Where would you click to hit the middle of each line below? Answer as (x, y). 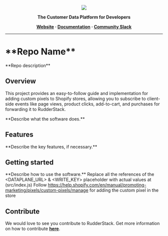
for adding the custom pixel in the (124, 190)
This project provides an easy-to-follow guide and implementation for (77, 93)
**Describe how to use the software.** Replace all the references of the (80, 174)
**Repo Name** (40, 52)
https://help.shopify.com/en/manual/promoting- (97, 185)
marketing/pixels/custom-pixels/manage (47, 190)
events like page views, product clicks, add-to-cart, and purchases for (87, 104)
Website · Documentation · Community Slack (84, 27)
